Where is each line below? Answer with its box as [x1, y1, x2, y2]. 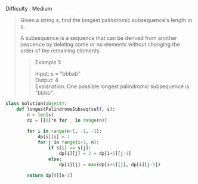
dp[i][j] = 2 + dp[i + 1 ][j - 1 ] [58, 150, 132, 157]
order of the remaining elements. [20, 47, 101, 54]
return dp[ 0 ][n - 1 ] [27, 173, 73, 179]
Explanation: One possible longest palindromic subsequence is [35, 83, 190, 90]
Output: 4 [35, 77, 59, 83]
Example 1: [35, 59, 62, 66]
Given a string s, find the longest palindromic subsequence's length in [20, 17, 192, 23]
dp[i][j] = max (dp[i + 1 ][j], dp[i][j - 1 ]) [58, 161, 161, 167]
